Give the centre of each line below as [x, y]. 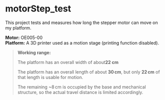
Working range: [34, 52]
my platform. [18, 27]
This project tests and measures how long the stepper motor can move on [81, 22]
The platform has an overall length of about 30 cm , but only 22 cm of [89, 72]
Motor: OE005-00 [24, 37]
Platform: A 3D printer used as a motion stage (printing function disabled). [82, 42]
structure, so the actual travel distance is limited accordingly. [80, 92]
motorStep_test [38, 9]
